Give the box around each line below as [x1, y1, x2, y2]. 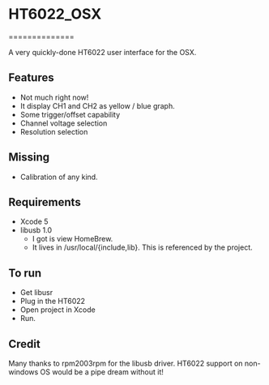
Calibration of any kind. [19, 172, 99, 182]
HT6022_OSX [8, 5, 102, 24]
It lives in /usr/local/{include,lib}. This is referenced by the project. [32, 242, 253, 252]
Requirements [8, 195, 81, 209]
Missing [8, 151, 50, 165]
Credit [8, 337, 41, 351]
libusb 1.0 [19, 225, 53, 235]
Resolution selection [19, 126, 88, 136]
